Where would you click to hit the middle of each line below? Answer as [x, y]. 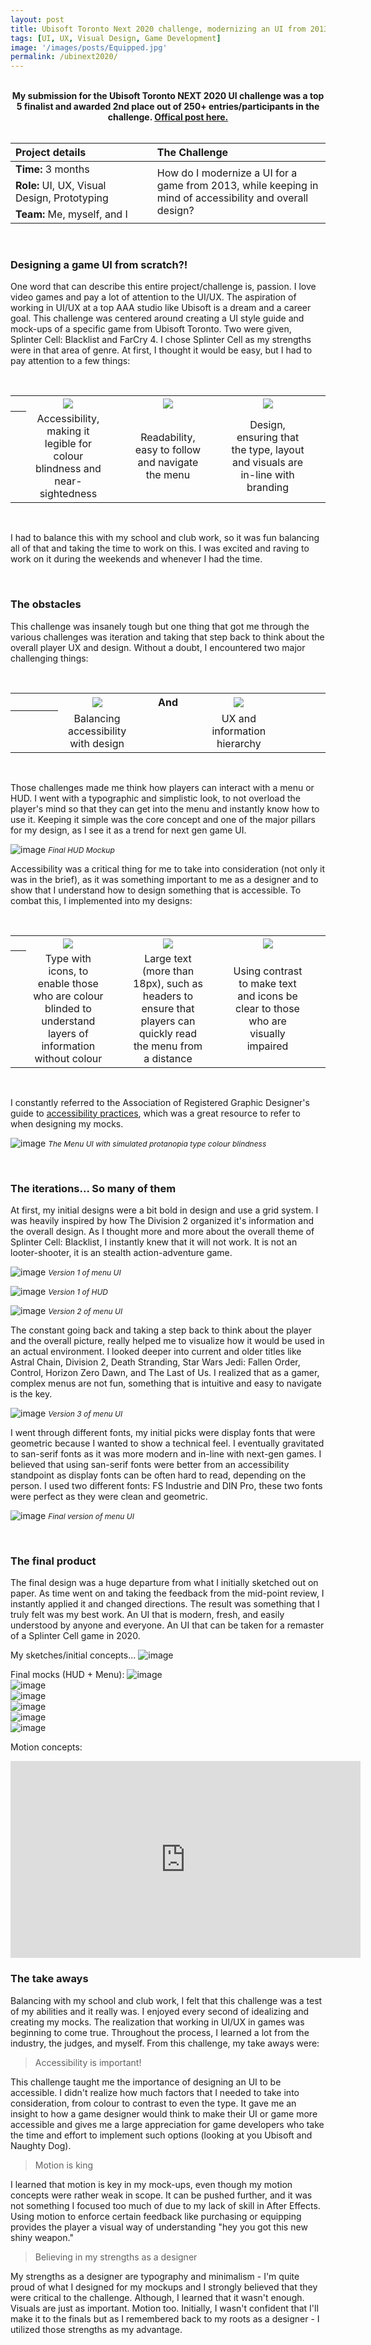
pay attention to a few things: [70, 361]
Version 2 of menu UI [85, 1311]
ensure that [168, 1008]
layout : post [37, 19]
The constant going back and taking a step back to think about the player [161, 1330]
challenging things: [49, 658]
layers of [68, 1033]
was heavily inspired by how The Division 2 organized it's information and [162, 1221]
